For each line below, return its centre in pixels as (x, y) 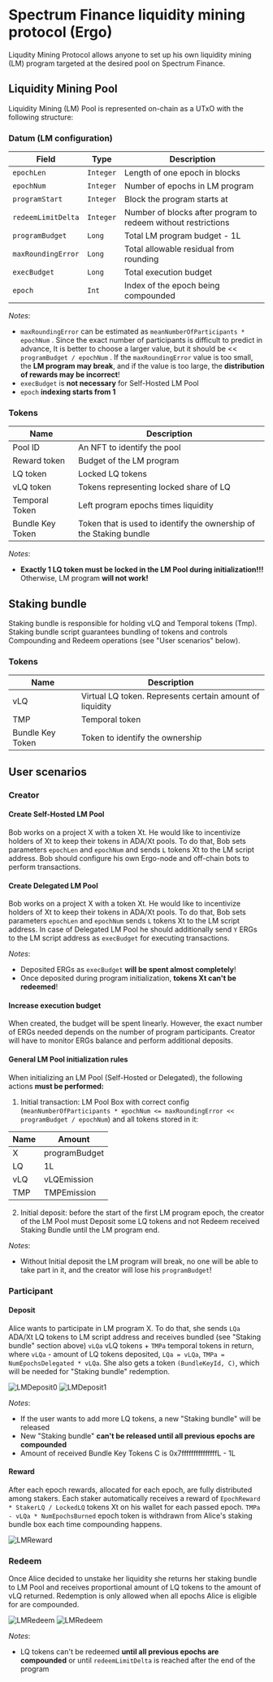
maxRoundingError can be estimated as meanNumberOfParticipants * (132, 331)
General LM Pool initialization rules (68, 1059)
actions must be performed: (56, 1086)
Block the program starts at (177, 199)
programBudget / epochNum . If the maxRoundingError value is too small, (136, 357)
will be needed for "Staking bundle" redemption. (89, 1371)
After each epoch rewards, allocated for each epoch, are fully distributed (130, 1490)
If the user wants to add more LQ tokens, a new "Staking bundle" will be (141, 1418)
